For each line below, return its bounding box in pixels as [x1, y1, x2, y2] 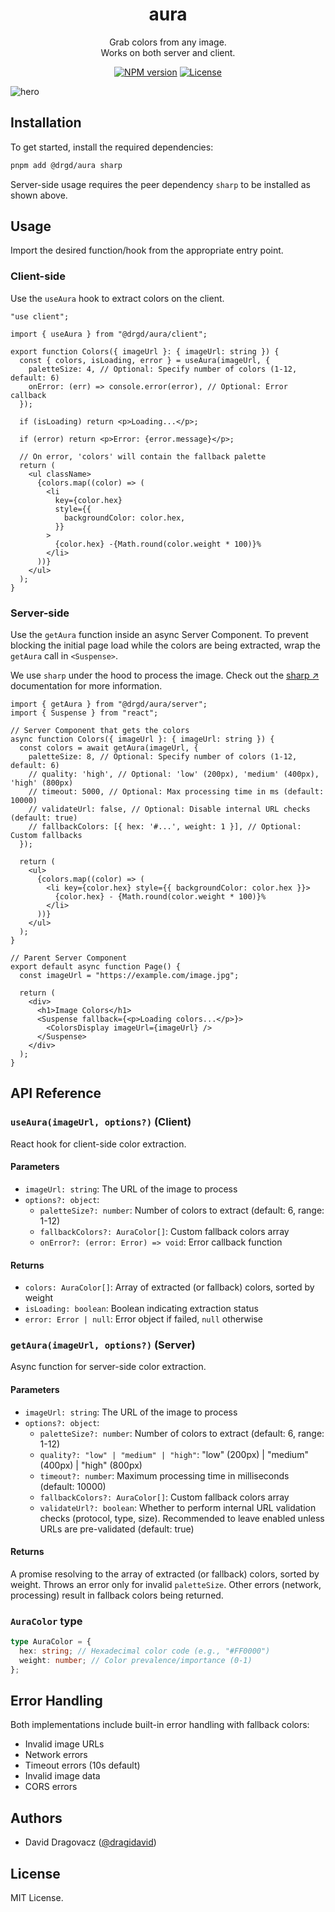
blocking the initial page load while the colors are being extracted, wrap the [10, 639, 321, 652]
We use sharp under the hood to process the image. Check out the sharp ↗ [10, 669, 320, 682]
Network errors [24, 1749, 88, 1761]
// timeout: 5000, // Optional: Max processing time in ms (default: [28, 787, 325, 797]
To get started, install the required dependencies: [10, 141, 214, 153]
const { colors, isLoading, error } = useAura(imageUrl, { [19, 355, 271, 365]
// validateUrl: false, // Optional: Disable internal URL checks [28, 804, 311, 815]
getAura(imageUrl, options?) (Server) [10, 1338, 196, 1352]
